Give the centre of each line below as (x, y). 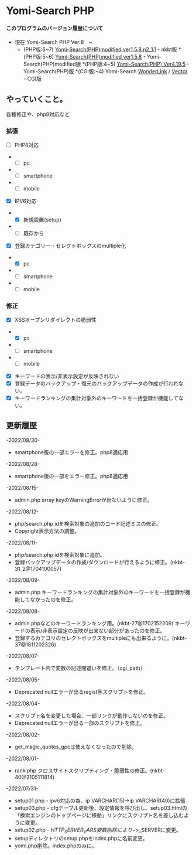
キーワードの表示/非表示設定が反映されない (67, 376)
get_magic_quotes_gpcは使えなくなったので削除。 (76, 747)
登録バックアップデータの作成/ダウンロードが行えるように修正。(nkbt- (100, 562)
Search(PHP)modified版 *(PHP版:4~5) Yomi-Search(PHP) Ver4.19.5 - (106, 64)
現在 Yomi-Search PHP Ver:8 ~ (53, 42)
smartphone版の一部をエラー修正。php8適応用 (71, 476)
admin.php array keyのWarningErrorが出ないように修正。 (84, 500)
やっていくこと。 (37, 99)
